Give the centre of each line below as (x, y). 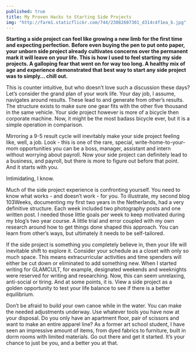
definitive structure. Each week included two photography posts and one (93, 209)
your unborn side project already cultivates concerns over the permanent (97, 51)
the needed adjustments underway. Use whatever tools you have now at (93, 312)
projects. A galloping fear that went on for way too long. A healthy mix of (96, 64)
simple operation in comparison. (45, 125)
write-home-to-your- (160, 142)
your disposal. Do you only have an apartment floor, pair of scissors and (93, 318)
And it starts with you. (32, 167)
